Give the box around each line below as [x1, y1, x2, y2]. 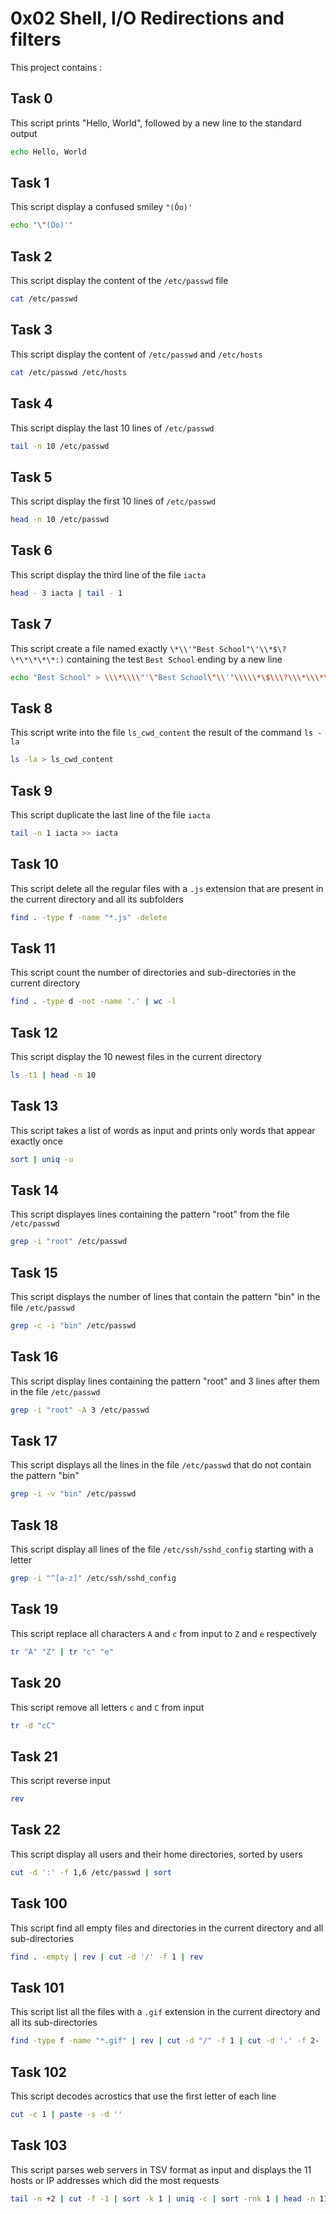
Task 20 [10, 1675, 62, 1692]
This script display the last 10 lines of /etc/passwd [10, 422, 215, 434]
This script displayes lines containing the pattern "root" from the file [10, 1208, 290, 1221]
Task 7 [10, 616, 52, 633]
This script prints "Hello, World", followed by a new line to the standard [10, 117, 302, 129]
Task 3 [10, 322, 53, 339]
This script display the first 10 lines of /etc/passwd [10, 495, 217, 507]
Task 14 [10, 1182, 59, 1199]
